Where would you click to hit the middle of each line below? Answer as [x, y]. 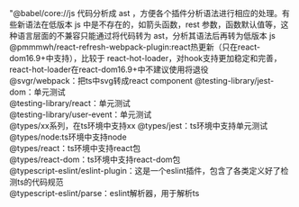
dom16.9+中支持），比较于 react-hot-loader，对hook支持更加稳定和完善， [145, 58]
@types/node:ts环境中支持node [68, 137]
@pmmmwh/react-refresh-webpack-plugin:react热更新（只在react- [135, 47]
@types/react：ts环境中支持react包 [75, 148]
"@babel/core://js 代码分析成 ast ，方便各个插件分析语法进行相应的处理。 [145, 13]
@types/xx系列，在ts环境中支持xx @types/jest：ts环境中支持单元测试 [139, 126]
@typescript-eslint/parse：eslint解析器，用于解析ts [104, 193]
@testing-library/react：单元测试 [70, 103]
